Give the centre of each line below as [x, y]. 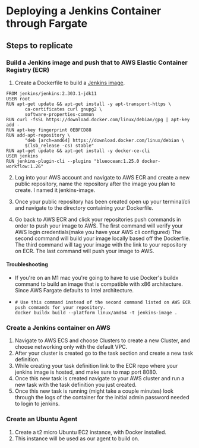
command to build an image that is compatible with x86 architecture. [99, 284]
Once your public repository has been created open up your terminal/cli [102, 201]
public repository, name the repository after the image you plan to [95, 184]
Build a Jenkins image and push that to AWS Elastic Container [97, 62]
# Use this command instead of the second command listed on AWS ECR [103, 302]
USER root [18, 99]
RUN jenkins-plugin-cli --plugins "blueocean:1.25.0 [73, 161]
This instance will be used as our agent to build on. [77, 438]
